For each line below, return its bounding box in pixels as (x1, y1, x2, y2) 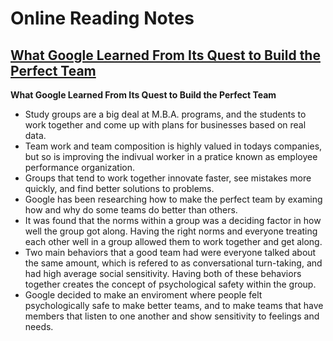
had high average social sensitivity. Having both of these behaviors (24, 268, 302, 279)
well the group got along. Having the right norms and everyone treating (24, 225, 318, 237)
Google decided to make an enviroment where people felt (24, 289, 263, 301)
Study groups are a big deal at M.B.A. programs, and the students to (24, 108, 307, 120)
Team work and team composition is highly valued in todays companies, (24, 140, 323, 152)
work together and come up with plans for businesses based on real (24, 119, 307, 131)
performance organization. (24, 162, 135, 173)
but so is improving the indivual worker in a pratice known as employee (24, 151, 318, 162)
